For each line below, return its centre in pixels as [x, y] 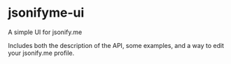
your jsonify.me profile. [41, 53]
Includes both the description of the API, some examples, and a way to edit [116, 45]
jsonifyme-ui [46, 13]
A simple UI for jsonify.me [45, 32]
